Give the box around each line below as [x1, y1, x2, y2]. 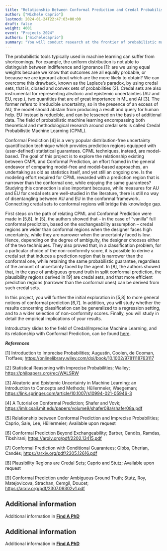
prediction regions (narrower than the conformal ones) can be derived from [5, 279, 160, 285]
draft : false [5, 21, 32, 26]
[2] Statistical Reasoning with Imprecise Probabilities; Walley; [5, 365, 130, 370]
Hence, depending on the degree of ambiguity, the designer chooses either [5, 237, 160, 243]
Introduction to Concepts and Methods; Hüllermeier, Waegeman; [5, 385, 138, 391]
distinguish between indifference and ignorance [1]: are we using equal [5, 64, 151, 70]
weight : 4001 [5, 26, 32, 31]
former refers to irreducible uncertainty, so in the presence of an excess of [5, 101, 158, 107]
